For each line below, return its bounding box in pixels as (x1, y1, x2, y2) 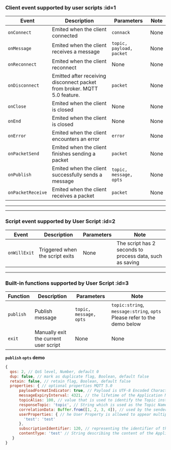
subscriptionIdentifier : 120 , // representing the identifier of (18, 426, 160, 431)
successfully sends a (51, 171, 103, 179)
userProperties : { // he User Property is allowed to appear (18, 412, 152, 417)
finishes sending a (51, 150, 96, 157)
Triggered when (39, 246, 77, 253)
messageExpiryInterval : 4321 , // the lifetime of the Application (18, 393, 163, 398)
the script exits (39, 252, 75, 259)
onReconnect (8, 62, 37, 67)
